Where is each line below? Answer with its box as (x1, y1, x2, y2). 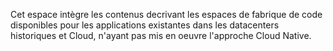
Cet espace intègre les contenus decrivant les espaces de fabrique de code (10, 9, 323, 20)
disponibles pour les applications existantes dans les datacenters (10, 19, 280, 31)
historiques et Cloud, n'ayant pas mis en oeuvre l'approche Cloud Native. (10, 30, 312, 41)
